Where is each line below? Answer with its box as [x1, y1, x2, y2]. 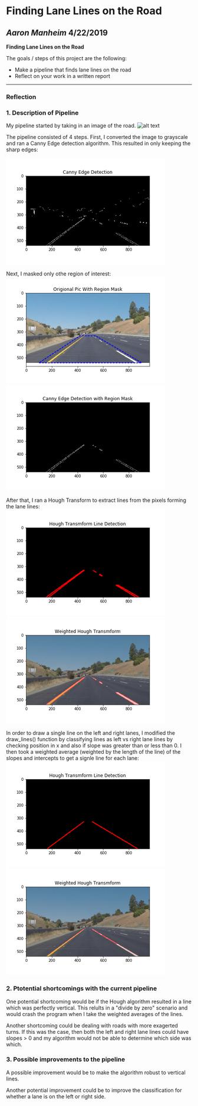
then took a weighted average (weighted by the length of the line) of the [6, 748, 181, 755]
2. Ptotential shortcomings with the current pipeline [6, 984, 157, 993]
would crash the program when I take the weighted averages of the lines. [6, 1010, 184, 1017]
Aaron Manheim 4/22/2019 [6, 28, 108, 38]
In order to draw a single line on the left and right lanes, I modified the [6, 729, 176, 737]
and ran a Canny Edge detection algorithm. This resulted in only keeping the [6, 140, 191, 147]
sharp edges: [6, 146, 38, 153]
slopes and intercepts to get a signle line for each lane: [6, 755, 140, 762]
